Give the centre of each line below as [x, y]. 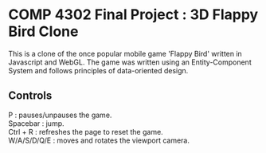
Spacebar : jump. [36, 123]
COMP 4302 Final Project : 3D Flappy [133, 15]
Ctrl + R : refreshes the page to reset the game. [86, 131]
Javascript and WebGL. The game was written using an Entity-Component [130, 62]
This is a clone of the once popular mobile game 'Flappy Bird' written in [125, 53]
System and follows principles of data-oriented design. [98, 70]
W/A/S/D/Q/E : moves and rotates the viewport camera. [99, 140]
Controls [30, 96]
